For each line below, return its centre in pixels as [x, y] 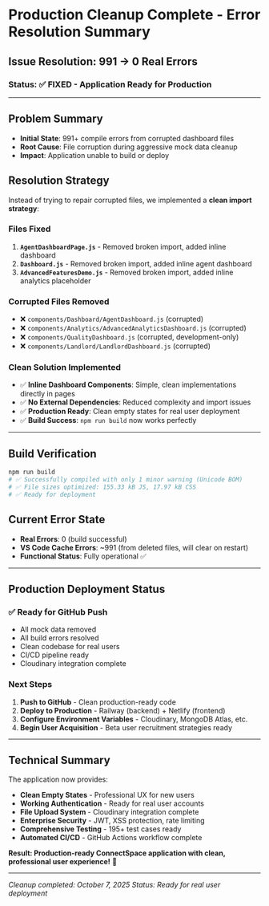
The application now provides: [58, 779]
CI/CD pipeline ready [54, 655]
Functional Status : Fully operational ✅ [83, 556]
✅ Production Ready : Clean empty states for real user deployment [130, 412]
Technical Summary [59, 760]
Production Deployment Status [87, 589]
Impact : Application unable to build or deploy [94, 155]
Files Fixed [30, 229]
